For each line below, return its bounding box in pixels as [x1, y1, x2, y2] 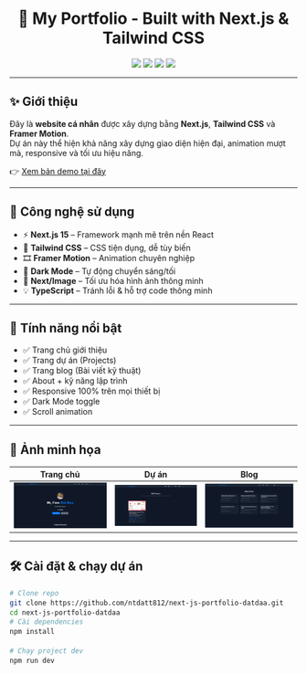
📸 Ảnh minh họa [9, 442, 101, 458]
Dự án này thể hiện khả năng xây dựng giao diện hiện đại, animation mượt [9, 137, 286, 149]
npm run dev [9, 656, 55, 665]
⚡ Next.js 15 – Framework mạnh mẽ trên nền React [22, 228, 215, 240]
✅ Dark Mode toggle [22, 396, 101, 407]
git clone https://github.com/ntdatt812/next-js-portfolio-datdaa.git [9, 598, 284, 607]
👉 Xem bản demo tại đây [9, 165, 107, 176]
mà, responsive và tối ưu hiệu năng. [9, 147, 144, 158]
